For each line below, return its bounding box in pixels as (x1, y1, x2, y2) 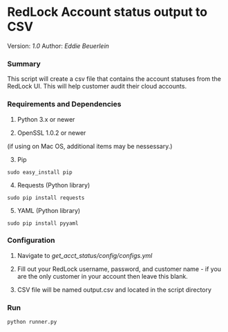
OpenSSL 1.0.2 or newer (17, 129, 86, 137)
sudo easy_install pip (7, 169, 73, 176)
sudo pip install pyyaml (7, 219, 79, 227)
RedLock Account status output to (7, 4, 208, 20)
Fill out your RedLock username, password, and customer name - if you (17, 264, 222, 273)
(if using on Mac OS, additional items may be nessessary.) (7, 142, 173, 150)
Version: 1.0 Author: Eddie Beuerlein (7, 41, 109, 50)
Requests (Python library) (17, 181, 91, 189)
